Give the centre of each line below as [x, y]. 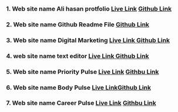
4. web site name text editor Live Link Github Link [78, 56]
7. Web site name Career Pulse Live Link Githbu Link [81, 103]
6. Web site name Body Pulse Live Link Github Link [79, 87]
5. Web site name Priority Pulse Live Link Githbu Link [83, 72]
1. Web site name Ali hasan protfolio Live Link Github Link [89, 9]
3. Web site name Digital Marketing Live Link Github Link [88, 40]
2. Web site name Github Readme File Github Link [78, 24]
